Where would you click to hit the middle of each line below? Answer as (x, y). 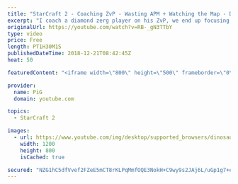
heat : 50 (20, 60)
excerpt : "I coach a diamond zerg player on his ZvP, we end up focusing (119, 21)
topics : (19, 111)
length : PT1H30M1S (34, 47)
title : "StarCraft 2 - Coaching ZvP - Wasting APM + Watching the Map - (117, 14)
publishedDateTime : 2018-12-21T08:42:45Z (69, 54)
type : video (25, 34)
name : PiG (28, 92)
